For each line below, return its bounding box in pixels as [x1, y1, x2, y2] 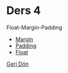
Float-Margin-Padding [6, 24, 62, 31]
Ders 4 [6, 4, 41, 18]
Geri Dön [6, 60, 29, 68]
